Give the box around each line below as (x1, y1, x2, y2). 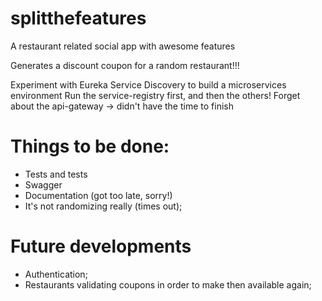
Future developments (10, 235, 192, 258)
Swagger (24, 178, 63, 191)
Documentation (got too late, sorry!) (24, 189, 173, 201)
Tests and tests (24, 168, 88, 180)
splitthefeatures (10, 7, 147, 30)
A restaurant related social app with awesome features (10, 40, 236, 52)
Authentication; (24, 268, 88, 280)
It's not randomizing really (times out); (24, 200, 183, 212)
